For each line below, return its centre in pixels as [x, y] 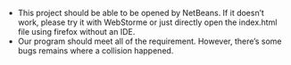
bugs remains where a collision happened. [96, 51]
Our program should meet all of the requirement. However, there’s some [150, 41]
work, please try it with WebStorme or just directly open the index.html [147, 22]
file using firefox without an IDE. [76, 32]
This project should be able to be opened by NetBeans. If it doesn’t [141, 13]
